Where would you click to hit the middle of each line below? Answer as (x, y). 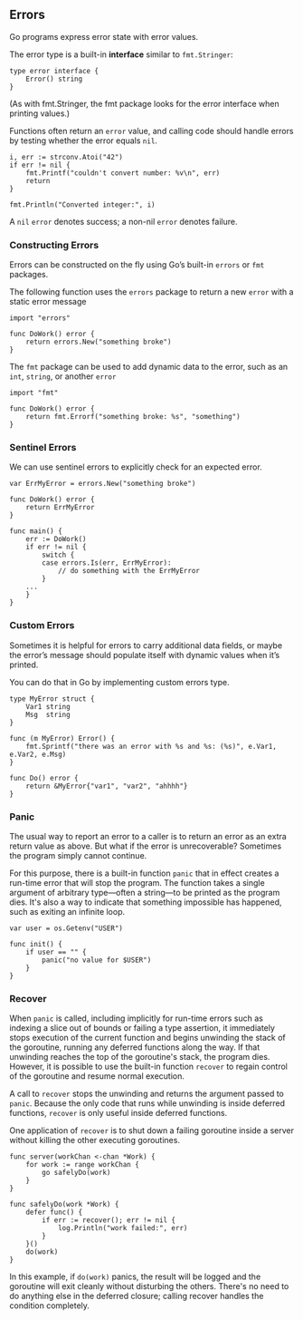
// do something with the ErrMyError (129, 571)
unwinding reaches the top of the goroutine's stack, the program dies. (140, 1057)
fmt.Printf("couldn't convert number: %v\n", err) (123, 173)
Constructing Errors (54, 245)
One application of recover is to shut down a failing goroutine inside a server (151, 1131)
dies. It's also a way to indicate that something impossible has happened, (146, 902)
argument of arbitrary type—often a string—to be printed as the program (145, 893)
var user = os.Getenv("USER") (66, 928)
